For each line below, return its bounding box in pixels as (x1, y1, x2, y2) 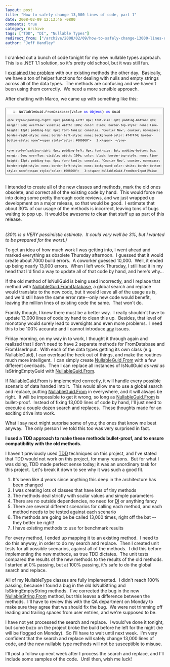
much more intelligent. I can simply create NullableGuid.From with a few (5, 357, 156, 363)
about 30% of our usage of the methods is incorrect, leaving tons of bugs (5, 205, 159, 211)
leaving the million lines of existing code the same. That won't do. (5, 299, 143, 306)
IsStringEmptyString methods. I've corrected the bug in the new (5, 587, 140, 594)
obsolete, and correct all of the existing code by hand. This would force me (5, 189, 163, 195)
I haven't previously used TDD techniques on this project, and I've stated (5, 450, 157, 456)
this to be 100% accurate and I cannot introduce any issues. (5, 325, 131, 331)
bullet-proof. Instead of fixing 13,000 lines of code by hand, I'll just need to (5, 399, 162, 405)
